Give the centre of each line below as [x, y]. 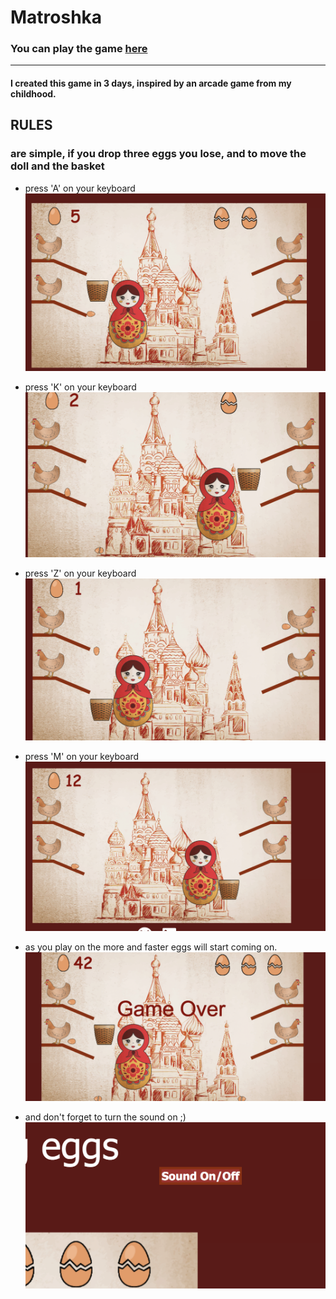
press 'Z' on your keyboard [80, 573]
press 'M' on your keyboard [82, 756]
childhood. [33, 94]
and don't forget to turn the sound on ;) [105, 1117]
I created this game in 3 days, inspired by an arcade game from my [151, 83]
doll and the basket [57, 166]
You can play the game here [79, 49]
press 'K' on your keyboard [80, 387]
